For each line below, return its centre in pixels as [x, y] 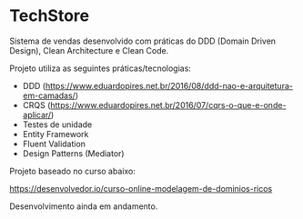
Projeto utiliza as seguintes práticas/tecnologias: [100, 68]
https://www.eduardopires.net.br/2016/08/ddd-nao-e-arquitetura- [169, 85]
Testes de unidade [57, 124]
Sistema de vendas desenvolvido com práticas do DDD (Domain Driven [142, 41]
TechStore [49, 16]
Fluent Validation [54, 144]
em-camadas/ [49, 95]
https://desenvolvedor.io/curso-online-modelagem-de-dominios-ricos [141, 188]
